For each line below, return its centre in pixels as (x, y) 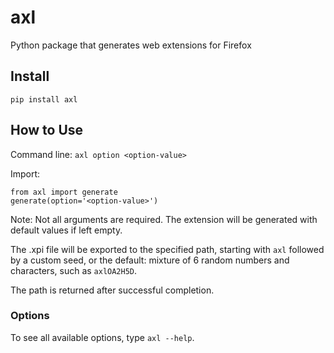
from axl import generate (64, 192)
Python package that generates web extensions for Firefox (131, 45)
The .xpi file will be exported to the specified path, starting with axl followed (167, 249)
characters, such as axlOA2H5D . (74, 270)
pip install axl (44, 99)
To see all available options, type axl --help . (102, 337)
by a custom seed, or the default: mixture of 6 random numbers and (150, 260)
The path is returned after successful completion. (112, 290)
